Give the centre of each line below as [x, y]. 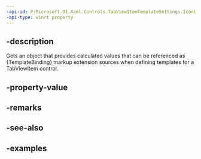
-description [30, 42]
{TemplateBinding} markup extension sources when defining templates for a [100, 62]
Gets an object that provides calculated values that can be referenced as [96, 56]
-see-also [25, 128]
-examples [27, 148]
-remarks [24, 108]
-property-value [37, 87]
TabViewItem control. [32, 69]
